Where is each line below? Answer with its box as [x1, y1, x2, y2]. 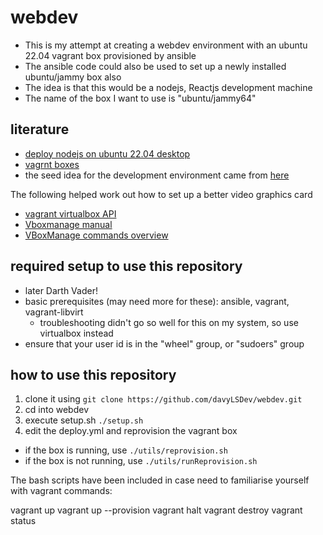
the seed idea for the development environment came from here [24, 169, 290, 181]
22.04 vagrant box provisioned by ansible [24, 49, 197, 61]
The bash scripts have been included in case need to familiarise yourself [10, 474, 310, 486]
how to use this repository [10, 366, 177, 383]
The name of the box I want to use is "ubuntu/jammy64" [24, 92, 257, 104]
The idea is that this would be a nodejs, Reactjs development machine [24, 81, 313, 93]
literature [10, 121, 70, 138]
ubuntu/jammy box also [24, 71, 122, 83]
